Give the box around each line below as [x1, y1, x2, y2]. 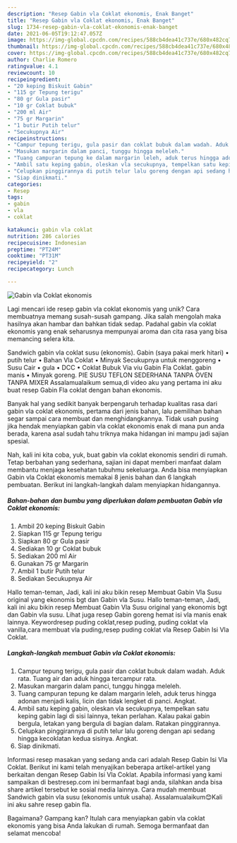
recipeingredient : [7, 75, 61, 83]
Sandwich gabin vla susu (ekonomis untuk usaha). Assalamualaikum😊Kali [7, 792, 223, 801]
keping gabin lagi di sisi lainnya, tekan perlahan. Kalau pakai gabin [17, 711, 210, 720]
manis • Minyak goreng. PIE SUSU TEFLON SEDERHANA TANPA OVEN [7, 371, 213, 379]
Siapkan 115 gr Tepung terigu [17, 529, 102, 538]
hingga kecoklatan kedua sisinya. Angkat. [17, 734, 139, 742]
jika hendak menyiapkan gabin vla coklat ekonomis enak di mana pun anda [7, 421, 224, 430]
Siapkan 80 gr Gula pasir [17, 536, 90, 545]
